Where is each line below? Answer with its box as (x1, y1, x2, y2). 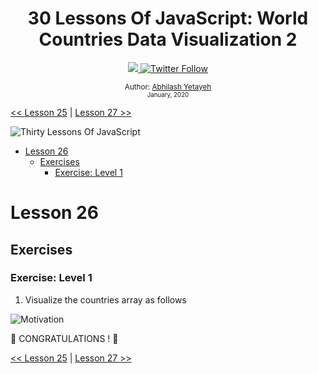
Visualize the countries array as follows (24, 293, 187, 306)
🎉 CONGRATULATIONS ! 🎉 (10, 332, 119, 344)
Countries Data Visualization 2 (38, 28, 298, 51)
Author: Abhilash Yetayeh (124, 82, 212, 92)
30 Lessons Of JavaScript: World (27, 7, 309, 30)
